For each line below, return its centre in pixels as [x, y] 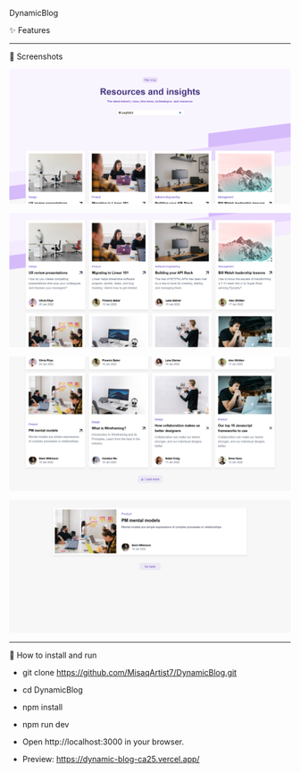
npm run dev [46, 725]
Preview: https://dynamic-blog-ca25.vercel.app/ [111, 760]
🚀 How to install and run [53, 655]
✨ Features [30, 30]
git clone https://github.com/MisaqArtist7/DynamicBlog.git [129, 673]
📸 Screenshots [36, 56]
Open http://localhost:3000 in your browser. [103, 742]
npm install [42, 707]
